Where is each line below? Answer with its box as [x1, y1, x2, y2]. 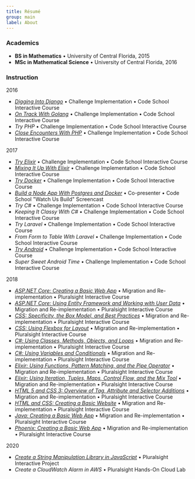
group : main [6, 14, 35, 20]
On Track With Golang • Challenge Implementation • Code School [14, 110, 175, 118]
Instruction [6, 73, 39, 81]
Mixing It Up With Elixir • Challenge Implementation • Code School [14, 164, 176, 171]
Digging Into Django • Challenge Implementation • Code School [14, 98, 169, 105]
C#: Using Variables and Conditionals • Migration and [14, 349, 146, 356]
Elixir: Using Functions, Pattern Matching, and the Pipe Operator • [14, 362, 175, 369]
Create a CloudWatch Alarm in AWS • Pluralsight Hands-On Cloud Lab [14, 465, 186, 473]
